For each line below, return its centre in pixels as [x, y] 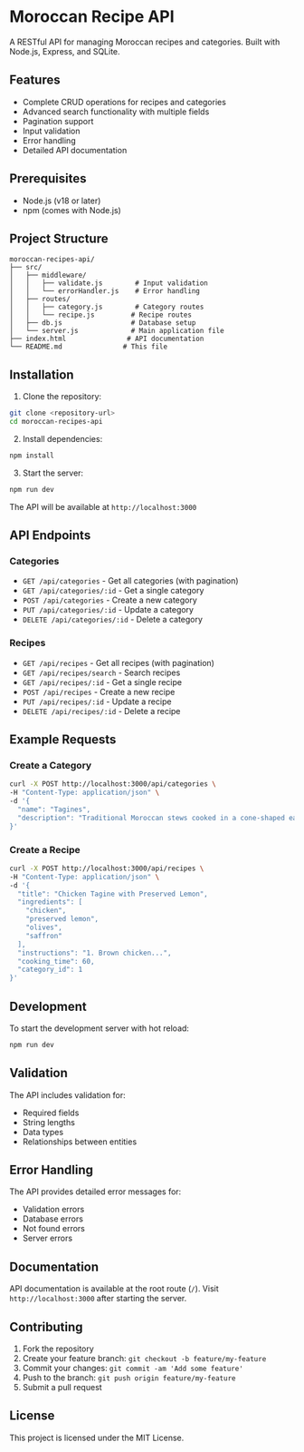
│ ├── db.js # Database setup [103, 323]
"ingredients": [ [50, 902]
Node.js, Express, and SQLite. [65, 51]
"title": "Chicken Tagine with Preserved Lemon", [113, 894]
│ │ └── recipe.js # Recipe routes [101, 315]
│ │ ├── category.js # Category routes [107, 307]
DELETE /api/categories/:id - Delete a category [113, 620]
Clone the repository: [62, 397]
